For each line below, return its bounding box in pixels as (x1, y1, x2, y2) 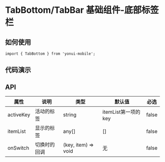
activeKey (7, 111, 30, 118)
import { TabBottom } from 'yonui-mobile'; (5, 51, 96, 56)
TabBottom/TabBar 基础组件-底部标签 (5, 4, 159, 16)
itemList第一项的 (102, 109, 141, 116)
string (63, 111, 77, 118)
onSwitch (7, 145, 29, 152)
